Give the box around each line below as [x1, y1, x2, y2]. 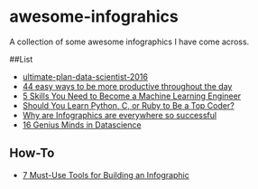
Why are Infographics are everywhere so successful [22, 109, 217, 120]
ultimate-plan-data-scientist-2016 [22, 71, 149, 82]
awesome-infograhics [9, 6, 179, 27]
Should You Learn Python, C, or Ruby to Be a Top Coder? [22, 99, 235, 110]
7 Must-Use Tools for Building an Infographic [22, 169, 189, 180]
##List [9, 53, 33, 64]
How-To [9, 146, 55, 161]
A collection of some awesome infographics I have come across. [9, 36, 250, 47]
